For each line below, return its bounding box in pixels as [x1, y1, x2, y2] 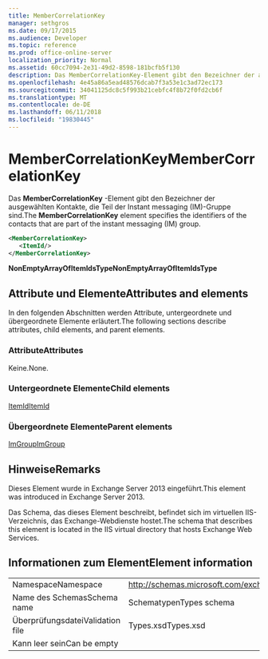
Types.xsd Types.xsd [128, 620, 206, 631]
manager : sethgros [8, 19, 69, 27]
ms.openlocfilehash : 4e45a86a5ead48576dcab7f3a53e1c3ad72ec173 [8, 78, 223, 86]
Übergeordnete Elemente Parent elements [8, 421, 173, 432]
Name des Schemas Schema [12, 592, 118, 603]
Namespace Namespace [12, 578, 103, 590]
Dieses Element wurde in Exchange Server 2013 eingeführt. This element [8, 483, 246, 493]
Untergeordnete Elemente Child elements [8, 383, 170, 394]
